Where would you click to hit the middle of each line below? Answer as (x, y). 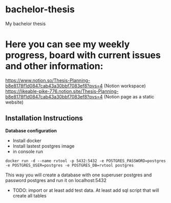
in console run (28, 151)
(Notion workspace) (125, 86)
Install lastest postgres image (44, 146)
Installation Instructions (44, 118)
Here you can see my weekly (68, 44)
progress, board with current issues (83, 55)
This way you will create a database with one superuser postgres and (79, 175)
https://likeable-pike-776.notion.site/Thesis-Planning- (62, 91)
